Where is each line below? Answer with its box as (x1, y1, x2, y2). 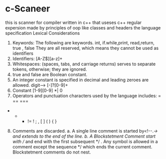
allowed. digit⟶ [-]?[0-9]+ (12, 82, 68, 88)
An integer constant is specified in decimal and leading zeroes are (12, 77, 149, 83)
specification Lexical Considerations (5, 30, 80, 36)
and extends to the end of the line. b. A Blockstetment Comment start (12, 133, 156, 139)
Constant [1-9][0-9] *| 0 (12, 87, 62, 93)
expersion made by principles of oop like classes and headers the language (5, 24, 161, 30)
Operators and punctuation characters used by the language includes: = (12, 93, 161, 99)
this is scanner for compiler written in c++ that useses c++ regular (5, 19, 142, 25)
